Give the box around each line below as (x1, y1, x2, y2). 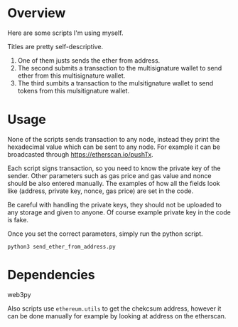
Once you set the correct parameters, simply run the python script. (7, 229, 204, 238)
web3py (7, 290, 31, 299)
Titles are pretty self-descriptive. (7, 42, 104, 51)
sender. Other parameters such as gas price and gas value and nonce (7, 171, 212, 180)
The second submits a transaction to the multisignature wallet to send (17, 63, 222, 72)
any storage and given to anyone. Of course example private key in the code (7, 208, 231, 217)
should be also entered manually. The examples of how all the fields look (7, 179, 220, 187)
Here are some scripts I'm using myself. (7, 28, 124, 37)
